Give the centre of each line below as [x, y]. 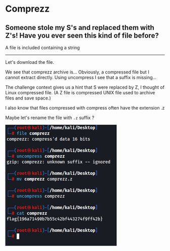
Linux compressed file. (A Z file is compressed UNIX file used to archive [80, 93]
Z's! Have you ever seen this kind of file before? [82, 35]
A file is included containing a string [42, 48]
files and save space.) [28, 98]
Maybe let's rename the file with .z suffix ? [50, 118]
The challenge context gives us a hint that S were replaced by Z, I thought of [85, 87]
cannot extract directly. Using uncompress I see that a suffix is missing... [81, 77]
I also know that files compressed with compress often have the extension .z [85, 108]
